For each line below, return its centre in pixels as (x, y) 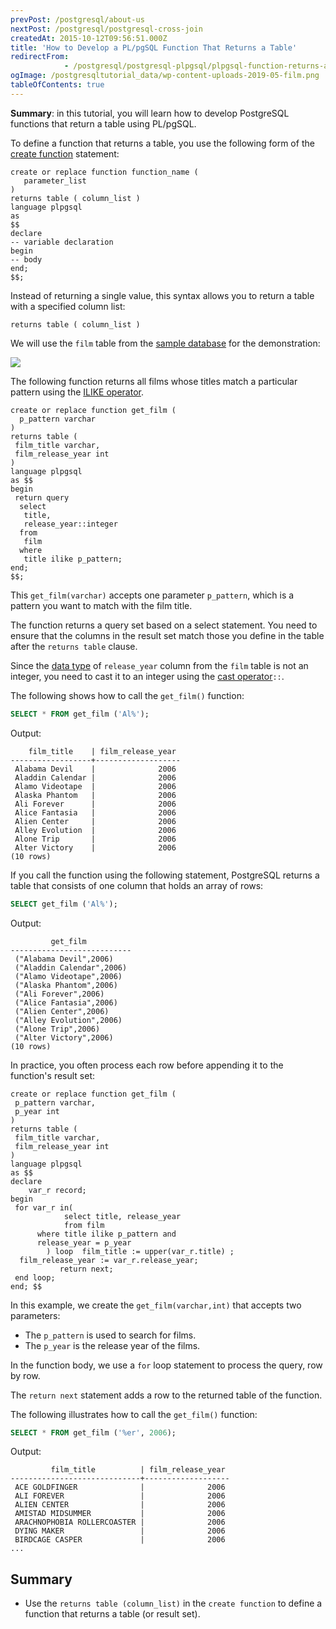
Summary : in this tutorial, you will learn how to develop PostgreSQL (150, 113)
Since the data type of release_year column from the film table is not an (159, 665)
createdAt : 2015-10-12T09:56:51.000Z (89, 38)
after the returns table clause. (74, 646)
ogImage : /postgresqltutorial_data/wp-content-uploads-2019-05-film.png (165, 76)
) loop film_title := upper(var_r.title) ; (140, 1251)
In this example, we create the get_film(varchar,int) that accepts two (156, 1305)
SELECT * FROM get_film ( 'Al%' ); (80, 714)
